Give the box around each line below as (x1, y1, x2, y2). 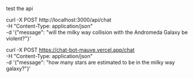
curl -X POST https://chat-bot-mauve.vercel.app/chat (6, 46, 135, 53)
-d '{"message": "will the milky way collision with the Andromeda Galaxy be (6, 29, 188, 36)
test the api (6, 5, 33, 12)
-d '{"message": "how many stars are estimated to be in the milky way (6, 59, 175, 66)
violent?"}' (6, 35, 31, 42)
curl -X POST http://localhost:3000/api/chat (6, 16, 112, 23)
